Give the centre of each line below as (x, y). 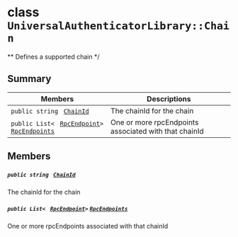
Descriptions (169, 98)
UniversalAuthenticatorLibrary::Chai (119, 26)
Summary (29, 79)
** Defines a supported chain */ (53, 57)
